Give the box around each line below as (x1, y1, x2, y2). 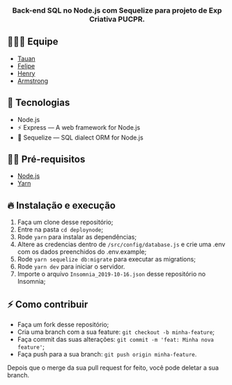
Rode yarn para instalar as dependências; (17, 233, 137, 241)
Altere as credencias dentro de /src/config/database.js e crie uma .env (17, 240, 226, 249)
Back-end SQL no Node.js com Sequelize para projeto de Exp (12, 6, 222, 15)
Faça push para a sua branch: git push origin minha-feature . (17, 349, 197, 358)
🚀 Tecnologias (7, 97, 70, 109)
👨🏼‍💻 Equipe (7, 36, 59, 47)
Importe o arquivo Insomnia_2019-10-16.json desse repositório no (17, 270, 206, 278)
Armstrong (17, 76, 49, 85)
